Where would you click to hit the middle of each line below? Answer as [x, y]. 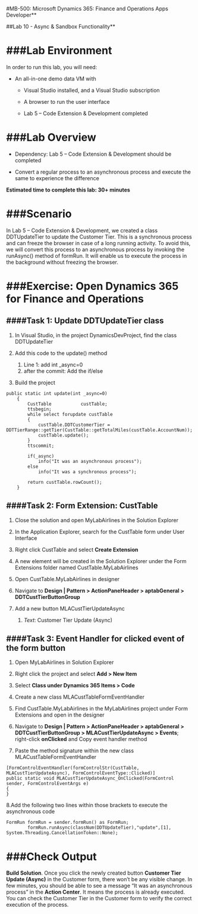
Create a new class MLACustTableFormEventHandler [79, 697]
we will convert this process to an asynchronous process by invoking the [95, 249]
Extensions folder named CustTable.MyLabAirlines [76, 567]
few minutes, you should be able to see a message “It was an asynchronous [99, 886]
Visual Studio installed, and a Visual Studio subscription [92, 90]
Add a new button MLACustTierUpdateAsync [70, 609]
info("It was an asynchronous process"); [90, 461]
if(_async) [41, 456]
